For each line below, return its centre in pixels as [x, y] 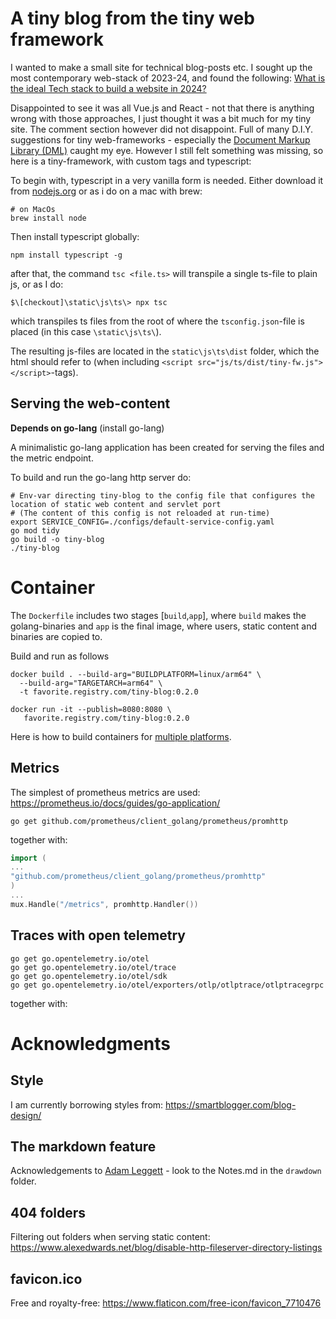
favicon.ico [46, 1278]
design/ [26, 1115]
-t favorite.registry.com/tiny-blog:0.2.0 [109, 692]
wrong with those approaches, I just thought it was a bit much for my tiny [161, 118]
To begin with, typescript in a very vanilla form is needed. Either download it [167, 180]
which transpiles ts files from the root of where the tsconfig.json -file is [157, 321]
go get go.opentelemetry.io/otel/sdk [89, 976]
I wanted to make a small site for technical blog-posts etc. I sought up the [161, 67]
